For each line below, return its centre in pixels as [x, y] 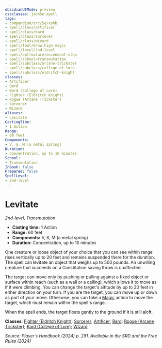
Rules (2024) [18, 341]
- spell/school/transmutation [36, 59]
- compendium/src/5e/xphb [31, 23]
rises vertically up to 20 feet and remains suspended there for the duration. [80, 257]
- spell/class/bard [25, 32]
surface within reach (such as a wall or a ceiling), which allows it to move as [81, 282]
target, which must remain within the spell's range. [56, 303]
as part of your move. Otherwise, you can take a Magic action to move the [79, 297]
